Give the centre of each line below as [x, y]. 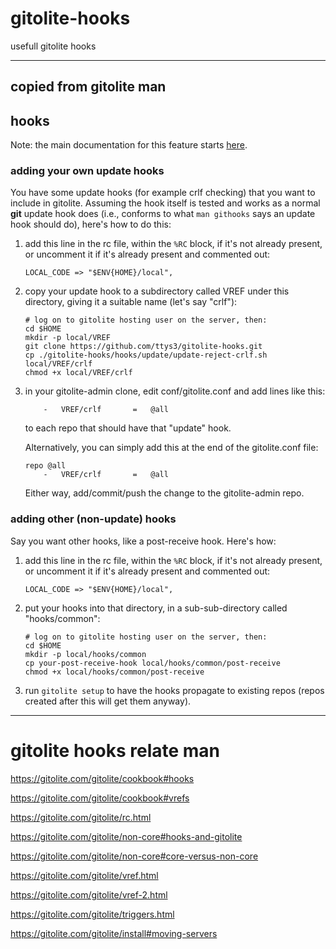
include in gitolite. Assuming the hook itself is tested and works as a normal [165, 203]
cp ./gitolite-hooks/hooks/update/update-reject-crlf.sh [146, 355]
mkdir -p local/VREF [67, 338]
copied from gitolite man [88, 87]
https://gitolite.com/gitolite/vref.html [84, 875]
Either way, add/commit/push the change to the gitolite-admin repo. [164, 493]
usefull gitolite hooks [53, 46]
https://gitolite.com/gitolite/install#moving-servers [114, 933]
